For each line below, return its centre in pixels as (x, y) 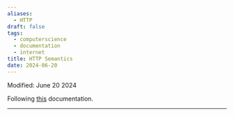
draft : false (26, 26)
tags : (15, 33)
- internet (29, 53)
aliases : (20, 14)
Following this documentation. (50, 99)
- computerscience (40, 40)
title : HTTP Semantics (40, 59)
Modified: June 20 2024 (42, 85)
